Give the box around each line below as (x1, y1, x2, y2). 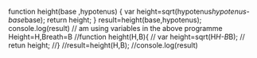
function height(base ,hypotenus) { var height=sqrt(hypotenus (8, 7, 212, 16)
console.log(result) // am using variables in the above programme (8, 24, 223, 33)
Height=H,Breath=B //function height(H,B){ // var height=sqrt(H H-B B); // (8, 32, 245, 41)
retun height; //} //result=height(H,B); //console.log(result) (8, 41, 199, 50)
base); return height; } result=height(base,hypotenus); (24, 15, 202, 25)
